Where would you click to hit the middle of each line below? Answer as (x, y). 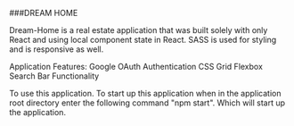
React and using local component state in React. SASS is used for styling (143, 40)
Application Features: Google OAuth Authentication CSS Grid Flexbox (136, 67)
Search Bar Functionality (54, 76)
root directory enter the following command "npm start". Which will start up (147, 103)
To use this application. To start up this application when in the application (145, 93)
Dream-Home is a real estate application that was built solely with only (139, 30)
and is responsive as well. (57, 49)
